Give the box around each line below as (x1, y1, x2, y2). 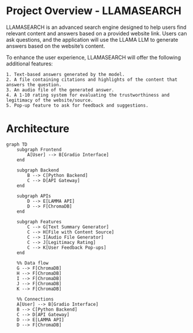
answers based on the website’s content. (6, 42, 105, 50)
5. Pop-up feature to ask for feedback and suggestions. (6, 102, 149, 108)
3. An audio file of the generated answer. (6, 87, 115, 93)
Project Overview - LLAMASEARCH (6, 4, 182, 18)
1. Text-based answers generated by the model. (6, 71, 125, 77)
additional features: (6, 60, 53, 67)
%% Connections (16, 296, 54, 302)
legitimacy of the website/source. (6, 97, 94, 103)
